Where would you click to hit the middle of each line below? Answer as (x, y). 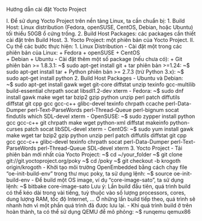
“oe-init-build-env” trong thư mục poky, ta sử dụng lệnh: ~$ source (89, 173)
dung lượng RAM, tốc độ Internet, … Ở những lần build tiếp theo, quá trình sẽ (101, 199)
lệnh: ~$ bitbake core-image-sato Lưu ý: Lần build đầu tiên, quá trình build (99, 186)
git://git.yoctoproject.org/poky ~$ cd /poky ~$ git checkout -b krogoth (93, 161)
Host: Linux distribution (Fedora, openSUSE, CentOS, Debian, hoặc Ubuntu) (100, 27)
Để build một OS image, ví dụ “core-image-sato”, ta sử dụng (109, 180)
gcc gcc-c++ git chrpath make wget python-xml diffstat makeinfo (87, 122)
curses (15, 129)
